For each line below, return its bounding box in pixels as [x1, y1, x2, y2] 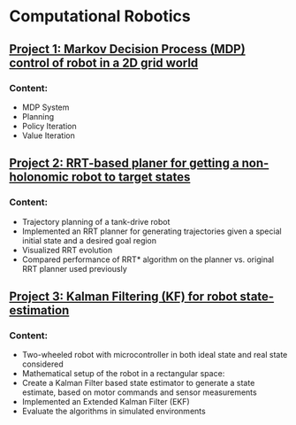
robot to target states [71, 170, 191, 185]
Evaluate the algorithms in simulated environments [21, 406, 206, 417]
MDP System [21, 102, 70, 112]
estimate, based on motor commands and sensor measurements [21, 387, 258, 398]
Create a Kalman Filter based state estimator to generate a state [21, 378, 255, 389]
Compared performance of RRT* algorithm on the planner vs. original [21, 254, 275, 265]
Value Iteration [21, 130, 75, 141]
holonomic [9, 170, 69, 185]
